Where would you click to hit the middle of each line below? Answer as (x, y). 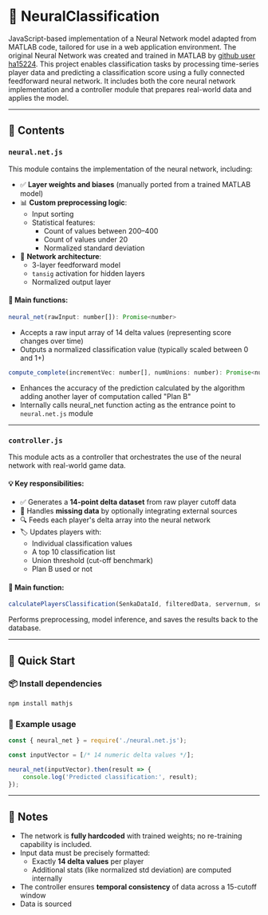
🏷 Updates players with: (61, 532)
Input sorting (53, 214)
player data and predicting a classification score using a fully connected (126, 72)
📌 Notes (28, 816)
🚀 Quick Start (42, 660)
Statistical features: (63, 222)
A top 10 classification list (73, 552)
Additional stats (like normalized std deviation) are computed (132, 870)
